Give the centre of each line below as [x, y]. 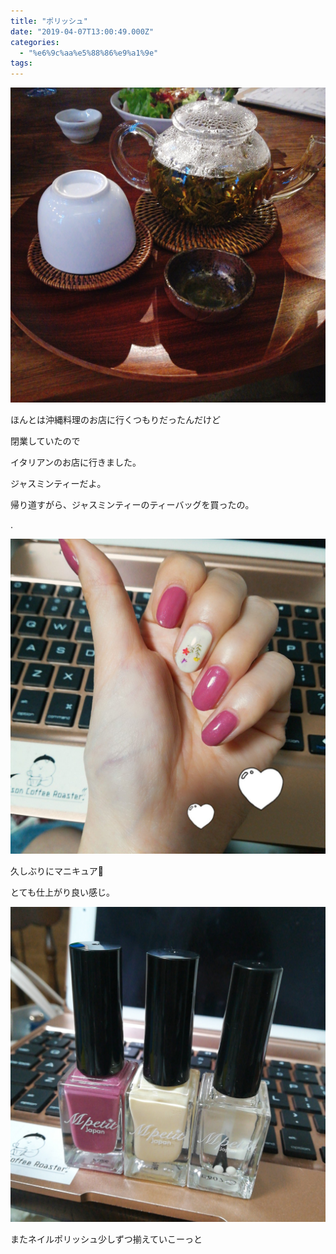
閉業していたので [45, 441]
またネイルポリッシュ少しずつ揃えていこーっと [106, 1239]
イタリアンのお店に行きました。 [76, 462]
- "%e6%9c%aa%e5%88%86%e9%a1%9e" [89, 53]
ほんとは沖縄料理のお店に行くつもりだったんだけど [115, 420]
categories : [35, 42]
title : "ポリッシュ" [49, 21]
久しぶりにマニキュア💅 [57, 871]
